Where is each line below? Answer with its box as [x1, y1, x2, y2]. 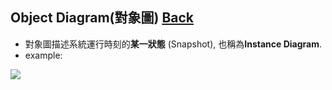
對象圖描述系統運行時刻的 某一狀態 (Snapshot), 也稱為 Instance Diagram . [24, 38, 323, 50]
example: [24, 49, 63, 61]
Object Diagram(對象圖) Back [10, 9, 195, 27]
